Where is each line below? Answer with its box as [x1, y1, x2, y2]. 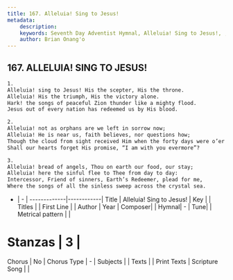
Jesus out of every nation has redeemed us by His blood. [7, 106, 178, 113]
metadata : [7, 17, 36, 24]
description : [19, 23, 58, 30]
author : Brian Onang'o [19, 36, 85, 43]
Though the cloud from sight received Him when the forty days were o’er [7, 138, 225, 145]
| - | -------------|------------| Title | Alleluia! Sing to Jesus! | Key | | [17, 195, 212, 204]
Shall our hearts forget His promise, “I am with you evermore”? [7, 144, 200, 151]
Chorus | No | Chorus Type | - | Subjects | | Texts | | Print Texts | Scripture [7, 258, 218, 265]
